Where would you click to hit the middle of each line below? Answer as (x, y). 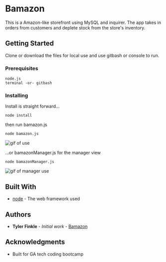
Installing (17, 95)
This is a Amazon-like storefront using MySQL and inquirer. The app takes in (83, 22)
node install (19, 116)
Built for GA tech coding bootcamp (48, 254)
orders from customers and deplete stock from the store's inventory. (75, 27)
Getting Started (30, 44)
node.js (13, 79)
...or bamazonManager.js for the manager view (53, 153)
